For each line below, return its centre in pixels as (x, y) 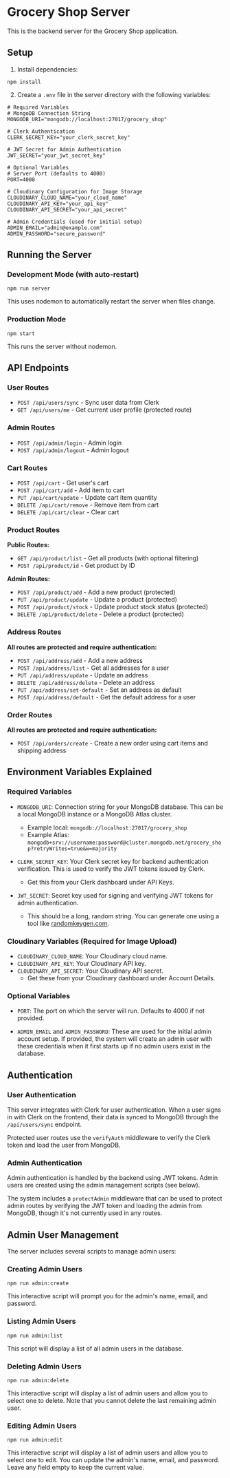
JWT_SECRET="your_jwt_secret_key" (57, 156)
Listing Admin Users (42, 1321)
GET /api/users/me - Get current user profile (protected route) (104, 410)
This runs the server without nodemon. (62, 346)
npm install (24, 82)
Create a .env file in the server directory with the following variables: (114, 94)
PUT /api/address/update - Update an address (82, 675)
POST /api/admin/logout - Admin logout (73, 450)
